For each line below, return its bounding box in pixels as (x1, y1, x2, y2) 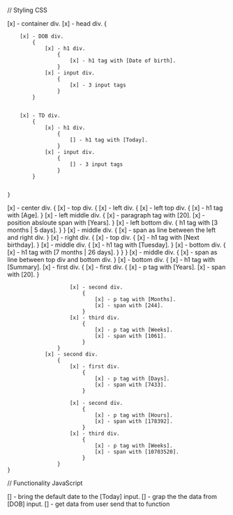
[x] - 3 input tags (69, 82, 127, 89)
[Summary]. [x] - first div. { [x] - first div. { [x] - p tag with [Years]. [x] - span (7, 263, 226, 271)
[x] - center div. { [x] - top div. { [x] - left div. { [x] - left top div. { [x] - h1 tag (7, 203, 223, 212)
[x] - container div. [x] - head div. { (7, 20, 107, 27)
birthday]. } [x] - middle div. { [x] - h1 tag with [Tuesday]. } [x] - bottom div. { (7, 240, 227, 249)
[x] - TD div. (20, 112, 61, 119)
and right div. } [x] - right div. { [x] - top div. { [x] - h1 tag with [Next (7, 233, 200, 241)
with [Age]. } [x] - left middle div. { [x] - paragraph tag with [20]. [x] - (7, 211, 206, 219)
